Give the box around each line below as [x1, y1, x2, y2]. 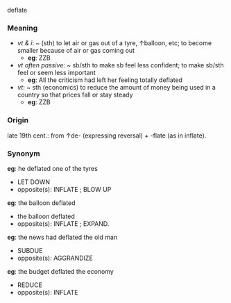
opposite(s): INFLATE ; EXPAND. [17, 219, 110, 228]
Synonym [7, 149, 40, 158]
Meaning [7, 23, 38, 33]
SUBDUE [17, 246, 43, 254]
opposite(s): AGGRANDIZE [17, 254, 94, 262]
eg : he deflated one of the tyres [7, 164, 99, 172]
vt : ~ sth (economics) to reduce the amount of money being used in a [17, 83, 216, 92]
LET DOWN [17, 177, 51, 186]
